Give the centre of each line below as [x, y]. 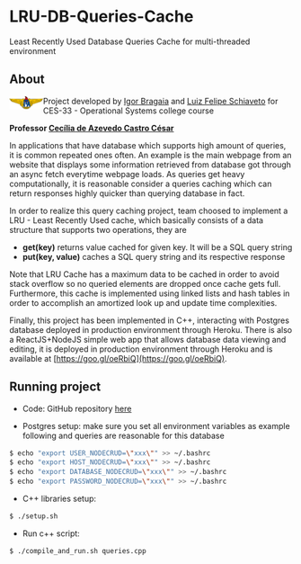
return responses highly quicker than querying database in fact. [127, 193]
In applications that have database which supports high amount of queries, [148, 145]
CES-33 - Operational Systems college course [128, 111]
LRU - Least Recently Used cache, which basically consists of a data [136, 220]
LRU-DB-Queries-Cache [102, 17]
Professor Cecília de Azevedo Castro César [92, 128]
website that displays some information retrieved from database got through [150, 165]
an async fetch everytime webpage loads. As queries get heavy [127, 174]
